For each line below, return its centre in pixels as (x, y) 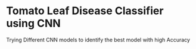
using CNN (33, 23)
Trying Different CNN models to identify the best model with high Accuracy (98, 40)
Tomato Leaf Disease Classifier (85, 11)
